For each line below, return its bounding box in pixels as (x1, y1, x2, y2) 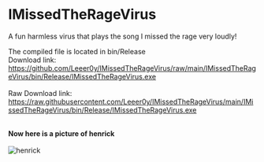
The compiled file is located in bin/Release (8, 46, 146, 56)
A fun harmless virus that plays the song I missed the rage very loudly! (8, 31, 237, 41)
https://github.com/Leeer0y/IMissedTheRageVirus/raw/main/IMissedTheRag (8, 63, 256, 72)
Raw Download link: (8, 88, 73, 98)
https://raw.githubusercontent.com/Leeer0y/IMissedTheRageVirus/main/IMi (8, 97, 254, 106)
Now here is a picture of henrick (8, 128, 115, 138)
